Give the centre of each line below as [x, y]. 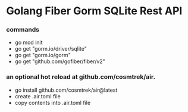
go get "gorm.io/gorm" [43, 55]
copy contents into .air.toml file [53, 102]
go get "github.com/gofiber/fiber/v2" [60, 61]
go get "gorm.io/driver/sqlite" [51, 49]
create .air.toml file [37, 96]
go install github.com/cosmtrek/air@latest [66, 90]
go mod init [29, 42]
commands [23, 30]
